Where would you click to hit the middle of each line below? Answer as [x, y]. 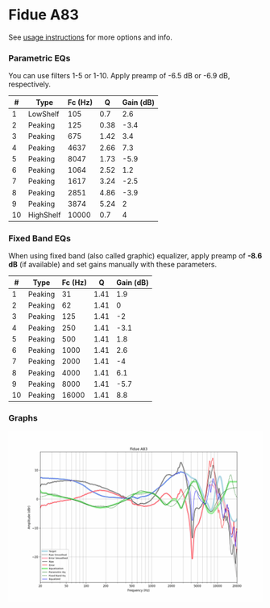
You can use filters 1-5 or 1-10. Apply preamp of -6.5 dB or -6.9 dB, [119, 76]
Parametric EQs [39, 58]
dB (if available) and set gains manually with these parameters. [113, 265]
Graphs [23, 418]
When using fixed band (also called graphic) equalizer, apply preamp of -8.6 [135, 256]
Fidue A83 [44, 15]
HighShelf [44, 215]
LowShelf [44, 114]
